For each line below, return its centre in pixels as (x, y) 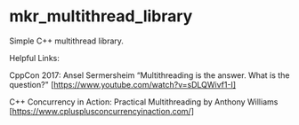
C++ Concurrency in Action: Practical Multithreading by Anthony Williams (144, 102)
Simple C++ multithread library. (67, 41)
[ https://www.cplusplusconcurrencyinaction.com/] (101, 111)
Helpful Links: (35, 58)
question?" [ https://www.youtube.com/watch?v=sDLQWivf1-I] (123, 84)
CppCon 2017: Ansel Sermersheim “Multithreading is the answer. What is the (149, 75)
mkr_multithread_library (101, 16)
